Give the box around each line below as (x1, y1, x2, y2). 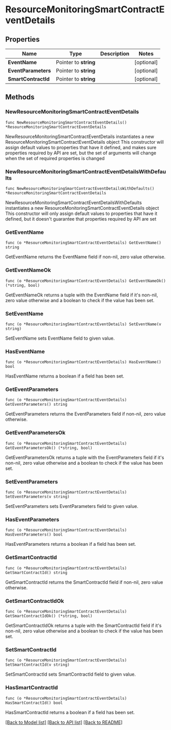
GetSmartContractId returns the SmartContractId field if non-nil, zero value (5, 579, 163, 585)
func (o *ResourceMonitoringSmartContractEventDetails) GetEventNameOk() (5, 278, 166, 283)
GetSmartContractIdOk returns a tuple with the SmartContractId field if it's (5, 622, 162, 628)
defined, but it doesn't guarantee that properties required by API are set (5, 215, 157, 222)
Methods (5, 93, 35, 102)
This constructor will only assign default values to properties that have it (5, 210, 158, 216)
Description (100, 50, 130, 57)
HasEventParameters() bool (5, 532, 63, 537)
